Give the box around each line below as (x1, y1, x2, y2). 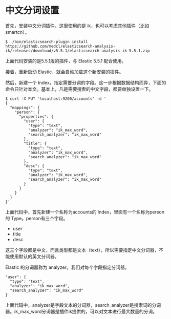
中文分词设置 (5, 5, 60, 16)
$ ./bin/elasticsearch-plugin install (5, 39, 88, 44)
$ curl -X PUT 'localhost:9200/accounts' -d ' (5, 96, 106, 101)
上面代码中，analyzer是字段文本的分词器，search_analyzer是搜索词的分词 (5, 302, 161, 308)
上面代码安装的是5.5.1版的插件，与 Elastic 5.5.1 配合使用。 (5, 57, 126, 64)
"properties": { (18, 114, 54, 119)
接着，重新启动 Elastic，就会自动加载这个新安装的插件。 (5, 69, 124, 75)
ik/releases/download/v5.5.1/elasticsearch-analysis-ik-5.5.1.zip (5, 48, 150, 53)
